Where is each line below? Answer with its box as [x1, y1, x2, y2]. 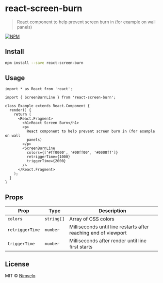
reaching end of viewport [69, 230, 127, 236]
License [5, 260, 30, 268]
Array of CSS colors [69, 216, 115, 222]
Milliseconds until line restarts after [69, 223, 149, 230]
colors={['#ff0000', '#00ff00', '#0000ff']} [26, 150, 118, 155]
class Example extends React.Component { [5, 104, 90, 109]
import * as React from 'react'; [5, 87, 73, 92]
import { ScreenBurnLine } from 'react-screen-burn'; [5, 95, 116, 100]
